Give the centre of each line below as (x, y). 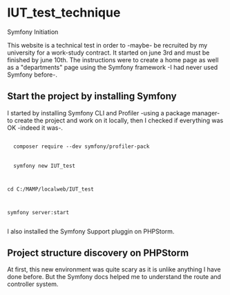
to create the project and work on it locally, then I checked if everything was (115, 120)
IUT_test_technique (64, 13)
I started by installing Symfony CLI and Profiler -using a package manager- (114, 113)
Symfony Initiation (33, 32)
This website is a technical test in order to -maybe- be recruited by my (107, 45)
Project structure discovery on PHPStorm (98, 253)
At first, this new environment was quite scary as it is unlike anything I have (114, 269)
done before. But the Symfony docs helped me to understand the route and (114, 277)
